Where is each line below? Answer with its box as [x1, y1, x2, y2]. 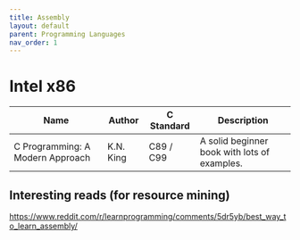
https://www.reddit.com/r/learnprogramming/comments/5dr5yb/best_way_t [9, 211, 287, 221]
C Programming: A [13, 140, 91, 153]
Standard [150, 120, 190, 132]
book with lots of [199, 146, 271, 159]
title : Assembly [9, 12, 70, 22]
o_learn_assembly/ [9, 220, 79, 231]
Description [217, 114, 269, 127]
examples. [199, 157, 243, 170]
